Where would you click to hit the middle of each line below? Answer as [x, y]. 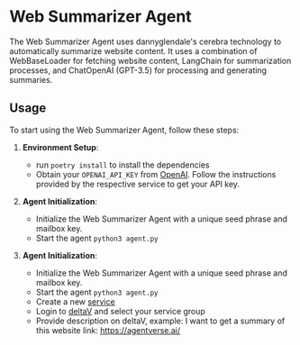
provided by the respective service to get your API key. [138, 184]
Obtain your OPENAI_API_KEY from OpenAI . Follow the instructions [156, 174]
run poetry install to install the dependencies [123, 165]
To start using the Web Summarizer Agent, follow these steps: [124, 130]
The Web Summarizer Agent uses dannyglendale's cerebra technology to [145, 41]
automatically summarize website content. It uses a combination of [133, 50]
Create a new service [75, 301]
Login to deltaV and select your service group [120, 311]
